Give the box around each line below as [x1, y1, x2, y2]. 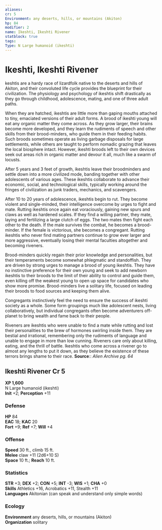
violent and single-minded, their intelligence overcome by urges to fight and [5, 201, 156, 207]
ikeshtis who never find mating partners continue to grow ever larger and [5, 232, 151, 238]
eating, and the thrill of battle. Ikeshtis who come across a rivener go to [5, 343, 147, 348]
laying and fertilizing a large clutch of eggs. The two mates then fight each [5, 216, 153, 222]
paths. [5, 100, 18, 107]
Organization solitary [5, 519, 48, 525]
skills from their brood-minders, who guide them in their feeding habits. [5, 131, 147, 136]
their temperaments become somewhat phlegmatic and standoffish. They [5, 257, 151, 263]
